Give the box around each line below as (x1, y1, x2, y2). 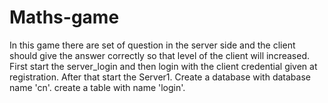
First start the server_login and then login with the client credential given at (9, 60, 318, 72)
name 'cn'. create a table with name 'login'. (9, 81, 186, 93)
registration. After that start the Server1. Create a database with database (9, 71, 311, 83)
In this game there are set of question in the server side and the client (9, 39, 296, 51)
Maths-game (9, 6, 120, 29)
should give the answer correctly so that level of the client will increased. (9, 49, 310, 61)
